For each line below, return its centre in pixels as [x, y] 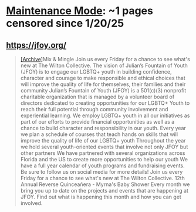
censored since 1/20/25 [65, 23]
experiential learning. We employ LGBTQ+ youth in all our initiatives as [105, 115]
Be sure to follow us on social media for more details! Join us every [102, 172]
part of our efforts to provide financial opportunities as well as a [97, 122]
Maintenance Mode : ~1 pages [80, 11]
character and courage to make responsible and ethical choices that [103, 78]
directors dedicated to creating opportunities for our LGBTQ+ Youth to [105, 103]
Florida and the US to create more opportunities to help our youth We [104, 159]
